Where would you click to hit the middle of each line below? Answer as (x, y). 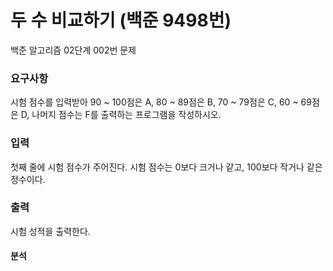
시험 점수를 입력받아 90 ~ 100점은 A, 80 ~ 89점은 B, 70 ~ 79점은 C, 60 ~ (154, 102)
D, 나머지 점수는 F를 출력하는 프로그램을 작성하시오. (121, 115)
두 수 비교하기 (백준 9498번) (121, 20)
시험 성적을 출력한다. (50, 231)
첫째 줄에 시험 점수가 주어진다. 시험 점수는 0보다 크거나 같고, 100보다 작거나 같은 (166, 167)
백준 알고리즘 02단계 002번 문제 (73, 50)
